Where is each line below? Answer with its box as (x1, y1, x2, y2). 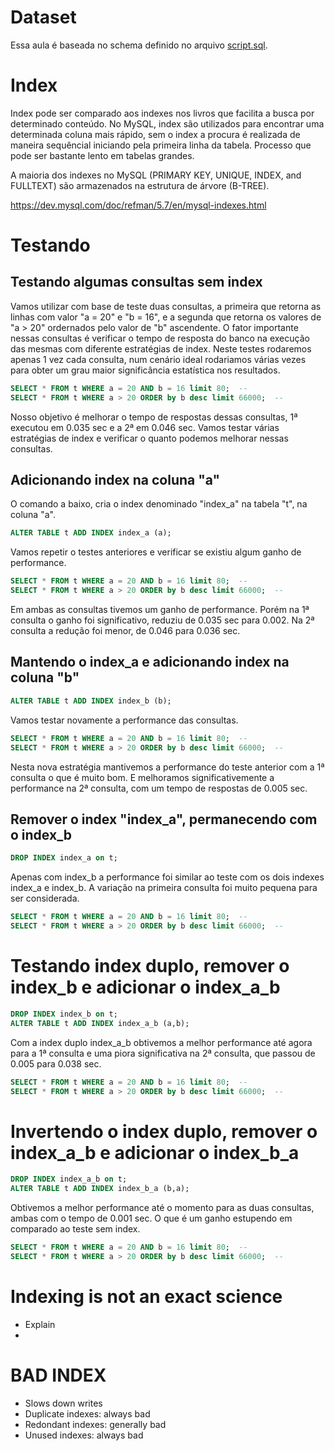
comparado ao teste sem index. (10, 1223, 141, 1235)
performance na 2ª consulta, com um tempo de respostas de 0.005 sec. (10, 782, 308, 794)
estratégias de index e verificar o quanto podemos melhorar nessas (10, 432, 289, 444)
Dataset (10, 6, 77, 29)
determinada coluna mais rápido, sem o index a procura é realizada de (10, 128, 301, 140)
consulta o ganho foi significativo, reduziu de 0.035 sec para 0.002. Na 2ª (10, 614, 315, 626)
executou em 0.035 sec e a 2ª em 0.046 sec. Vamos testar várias (10, 421, 280, 433)
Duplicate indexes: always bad (24, 1407, 151, 1420)
